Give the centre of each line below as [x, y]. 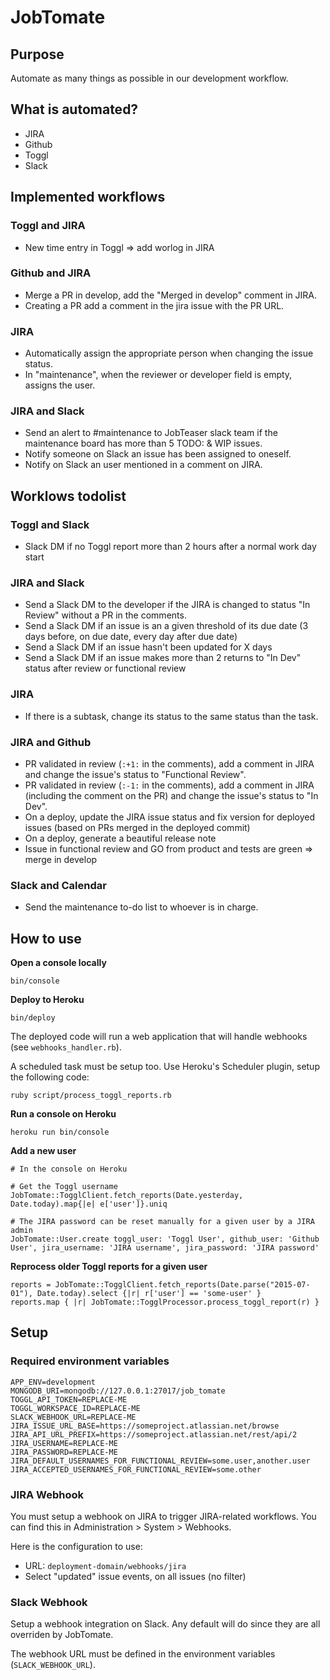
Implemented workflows [88, 197]
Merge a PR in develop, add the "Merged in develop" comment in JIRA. [171, 295]
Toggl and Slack [50, 524]
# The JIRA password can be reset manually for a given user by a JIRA [162, 1222]
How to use [46, 938]
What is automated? [74, 109]
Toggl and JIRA [48, 226]
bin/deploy [33, 1018]
